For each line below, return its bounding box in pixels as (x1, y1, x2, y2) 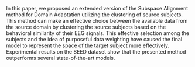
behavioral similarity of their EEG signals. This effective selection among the (6, 30, 189, 37)
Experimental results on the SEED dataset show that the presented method (6, 48, 186, 55)
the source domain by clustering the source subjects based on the (6, 23, 166, 30)
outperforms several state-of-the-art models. (6, 55, 115, 61)
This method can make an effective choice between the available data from (6, 17, 188, 24)
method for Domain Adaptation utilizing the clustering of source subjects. (6, 11, 183, 18)
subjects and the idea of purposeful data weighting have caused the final (6, 36, 183, 43)
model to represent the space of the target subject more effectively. (6, 42, 170, 49)
